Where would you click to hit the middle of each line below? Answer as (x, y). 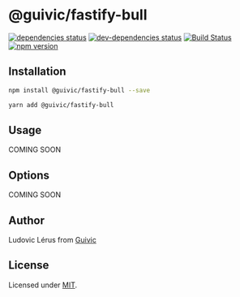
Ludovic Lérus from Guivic (53, 239)
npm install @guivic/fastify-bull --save (79, 90)
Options (29, 175)
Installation (37, 72)
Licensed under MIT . (43, 285)
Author (26, 220)
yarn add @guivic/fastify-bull (61, 105)
